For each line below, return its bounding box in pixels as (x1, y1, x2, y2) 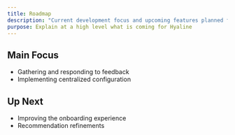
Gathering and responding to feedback (17, 68, 129, 76)
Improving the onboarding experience (17, 114, 127, 122)
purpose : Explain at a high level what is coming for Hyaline (7, 23, 192, 30)
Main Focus (7, 49, 59, 61)
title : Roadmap (7, 10, 52, 17)
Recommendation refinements (17, 122, 105, 129)
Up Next (7, 95, 43, 107)
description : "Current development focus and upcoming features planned (7, 17, 224, 24)
